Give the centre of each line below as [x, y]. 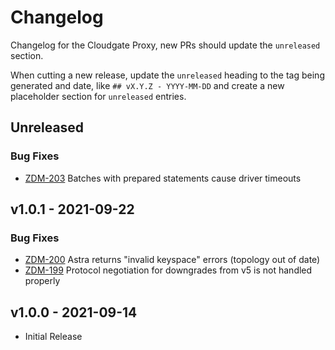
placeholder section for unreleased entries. [98, 96]
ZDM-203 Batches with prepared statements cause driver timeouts [163, 178]
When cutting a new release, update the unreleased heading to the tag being [167, 75]
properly [42, 281]
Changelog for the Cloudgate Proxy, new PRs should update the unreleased [165, 45]
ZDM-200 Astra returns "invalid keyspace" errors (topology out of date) [172, 260]
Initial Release [53, 337]
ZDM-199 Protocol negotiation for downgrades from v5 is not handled [168, 270]
